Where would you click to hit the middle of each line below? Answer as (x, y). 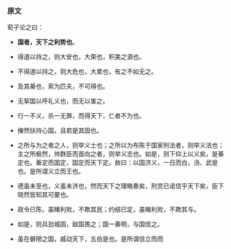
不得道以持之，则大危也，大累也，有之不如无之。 (87, 71)
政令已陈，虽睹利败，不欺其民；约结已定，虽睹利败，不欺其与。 (108, 209)
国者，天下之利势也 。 (48, 42)
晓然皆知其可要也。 (45, 195)
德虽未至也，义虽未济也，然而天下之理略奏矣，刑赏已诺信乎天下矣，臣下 (120, 186)
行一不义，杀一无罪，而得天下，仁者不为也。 (81, 116)
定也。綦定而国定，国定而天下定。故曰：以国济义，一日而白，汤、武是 (118, 163)
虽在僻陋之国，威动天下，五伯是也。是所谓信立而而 (90, 239)
